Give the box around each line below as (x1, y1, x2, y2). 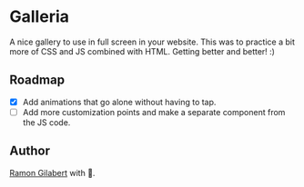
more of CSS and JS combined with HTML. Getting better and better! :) (9, 45, 276, 56)
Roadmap (9, 73, 66, 88)
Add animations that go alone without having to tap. (22, 96, 217, 107)
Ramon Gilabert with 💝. (9, 167, 96, 178)
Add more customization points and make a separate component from (22, 106, 286, 117)
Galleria (9, 6, 70, 27)
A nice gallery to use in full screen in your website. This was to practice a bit (9, 36, 296, 47)
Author (9, 143, 50, 159)
